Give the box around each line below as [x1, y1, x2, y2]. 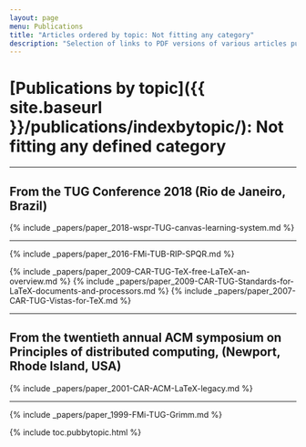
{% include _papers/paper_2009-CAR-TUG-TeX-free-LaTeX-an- [9, 266, 250, 276]
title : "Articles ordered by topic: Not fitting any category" [9, 30, 255, 39]
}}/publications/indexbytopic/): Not [9, 117, 284, 138]
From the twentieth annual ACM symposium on [9, 330, 282, 346]
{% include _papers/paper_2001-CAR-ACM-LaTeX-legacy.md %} [9, 382, 253, 393]
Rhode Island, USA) [9, 359, 122, 374]
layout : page [9, 13, 59, 23]
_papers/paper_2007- [213, 286, 296, 296]
